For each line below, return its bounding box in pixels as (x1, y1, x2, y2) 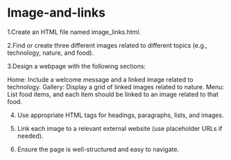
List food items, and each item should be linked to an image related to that (7, 90, 219, 98)
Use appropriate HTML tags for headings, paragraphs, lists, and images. (17, 111, 224, 119)
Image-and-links (7, 5, 106, 21)
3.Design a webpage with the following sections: (7, 62, 146, 70)
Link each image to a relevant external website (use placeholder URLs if (17, 124, 223, 132)
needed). (17, 132, 44, 140)
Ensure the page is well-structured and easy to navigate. (17, 145, 179, 153)
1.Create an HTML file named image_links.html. (7, 28, 142, 36)
